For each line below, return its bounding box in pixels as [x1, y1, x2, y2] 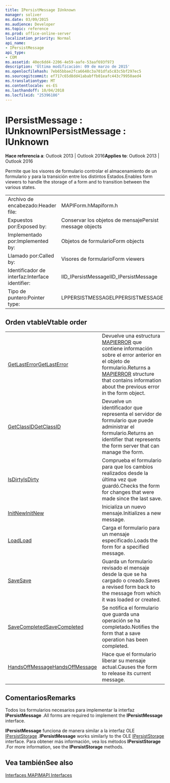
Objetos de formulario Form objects [61, 237, 144, 245]
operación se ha [102, 617, 141, 624]
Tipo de [8, 288, 26, 295]
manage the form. [102, 448, 144, 456]
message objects [61, 223, 102, 230]
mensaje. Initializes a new [102, 509, 161, 517]
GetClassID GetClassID [8, 423, 61, 430]
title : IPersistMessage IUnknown [5, 7, 76, 13]
